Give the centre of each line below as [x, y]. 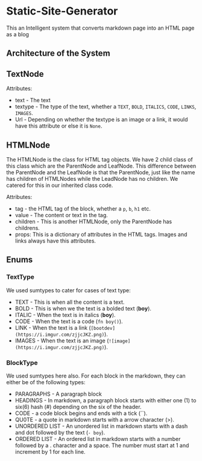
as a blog [17, 34]
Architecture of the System [58, 54]
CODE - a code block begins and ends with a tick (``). [81, 413]
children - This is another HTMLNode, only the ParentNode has [93, 221]
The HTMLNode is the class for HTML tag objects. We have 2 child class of [99, 159]
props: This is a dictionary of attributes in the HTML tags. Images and [101, 234]
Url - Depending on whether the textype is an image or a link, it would [101, 120]
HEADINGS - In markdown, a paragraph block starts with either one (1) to [106, 400]
